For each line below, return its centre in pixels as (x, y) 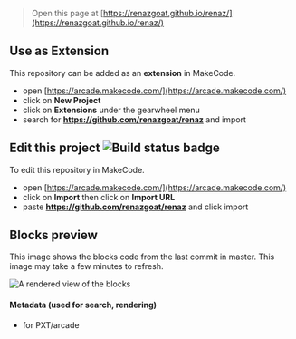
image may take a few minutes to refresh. (86, 266)
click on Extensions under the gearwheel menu (111, 110)
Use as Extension (59, 51)
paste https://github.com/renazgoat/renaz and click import (135, 207)
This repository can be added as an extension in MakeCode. (123, 73)
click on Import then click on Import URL (99, 197)
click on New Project (62, 100)
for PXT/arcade (51, 324)
